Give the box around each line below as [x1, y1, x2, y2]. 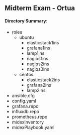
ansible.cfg [11, 92, 35, 99]
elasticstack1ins [26, 39, 59, 45]
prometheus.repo [11, 114, 48, 120]
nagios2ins [26, 61, 49, 67]
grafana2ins [26, 82, 52, 88]
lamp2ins [26, 87, 46, 93]
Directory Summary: [4, 17, 48, 24]
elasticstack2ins [26, 77, 60, 83]
